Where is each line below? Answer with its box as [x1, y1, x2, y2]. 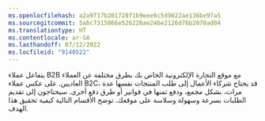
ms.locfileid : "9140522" [8, 48, 90, 56]
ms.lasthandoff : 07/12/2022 [8, 41, 101, 49]
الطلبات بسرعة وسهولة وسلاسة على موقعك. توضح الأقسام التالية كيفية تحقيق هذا [8, 96, 247, 104]
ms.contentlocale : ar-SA [8, 33, 90, 42]
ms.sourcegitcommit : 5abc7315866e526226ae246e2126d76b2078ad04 [8, 19, 221, 27]
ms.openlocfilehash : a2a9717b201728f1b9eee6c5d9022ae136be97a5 [8, 11, 221, 20]
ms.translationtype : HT [8, 26, 87, 34]
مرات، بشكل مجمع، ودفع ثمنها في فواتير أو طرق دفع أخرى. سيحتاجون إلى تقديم [8, 87, 243, 96]
